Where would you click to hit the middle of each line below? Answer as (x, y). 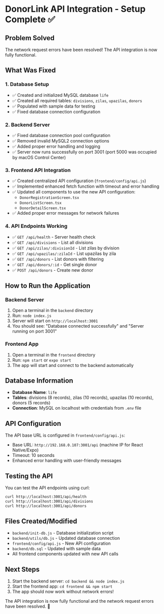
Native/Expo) (25, 450)
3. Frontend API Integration (38, 170)
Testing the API (29, 476)
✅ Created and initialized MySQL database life (60, 95)
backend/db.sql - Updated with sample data (56, 549)
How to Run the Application (48, 286)
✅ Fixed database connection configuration (56, 112)
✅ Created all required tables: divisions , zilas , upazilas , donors (77, 100)
